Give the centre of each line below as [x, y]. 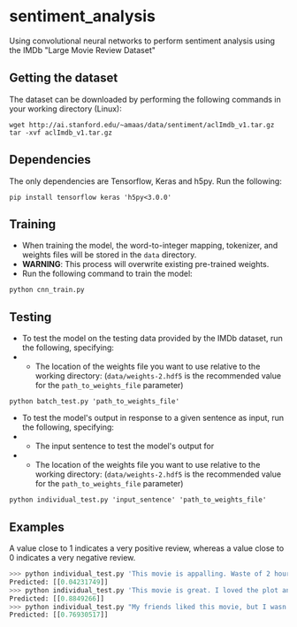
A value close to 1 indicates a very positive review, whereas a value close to [147, 548]
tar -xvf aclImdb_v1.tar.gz [61, 133]
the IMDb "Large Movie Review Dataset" [83, 50]
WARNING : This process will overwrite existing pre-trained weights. [145, 264]
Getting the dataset [64, 78]
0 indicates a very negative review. [72, 558]
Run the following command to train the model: [107, 274]
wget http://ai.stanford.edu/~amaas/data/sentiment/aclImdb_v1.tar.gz [142, 125]
